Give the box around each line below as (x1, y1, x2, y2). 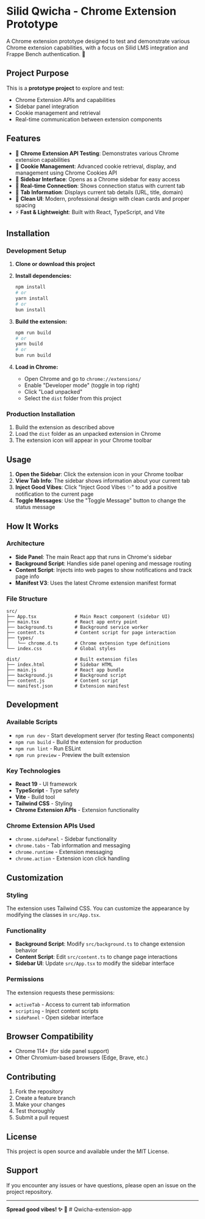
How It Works (6, 521, 59, 532)
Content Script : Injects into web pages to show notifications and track (15, 566, 192, 573)
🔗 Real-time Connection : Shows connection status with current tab (15, 182, 185, 189)
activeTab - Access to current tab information (15, 1000, 130, 1008)
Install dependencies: (15, 272, 72, 280)
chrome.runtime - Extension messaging (15, 848, 113, 856)
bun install (15, 306, 46, 313)
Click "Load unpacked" (24, 388, 83, 395)
